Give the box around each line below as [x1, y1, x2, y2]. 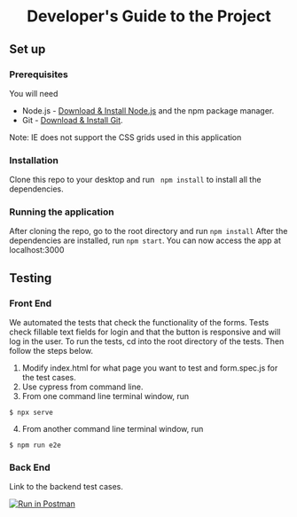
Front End [9, 297, 52, 309]
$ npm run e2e [9, 441, 62, 450]
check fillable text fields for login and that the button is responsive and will [9, 326, 281, 338]
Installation [9, 153, 59, 166]
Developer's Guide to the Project [26, 6, 272, 27]
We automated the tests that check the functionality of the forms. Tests [9, 317, 270, 328]
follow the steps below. [9, 346, 94, 356]
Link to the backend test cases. [9, 482, 124, 492]
